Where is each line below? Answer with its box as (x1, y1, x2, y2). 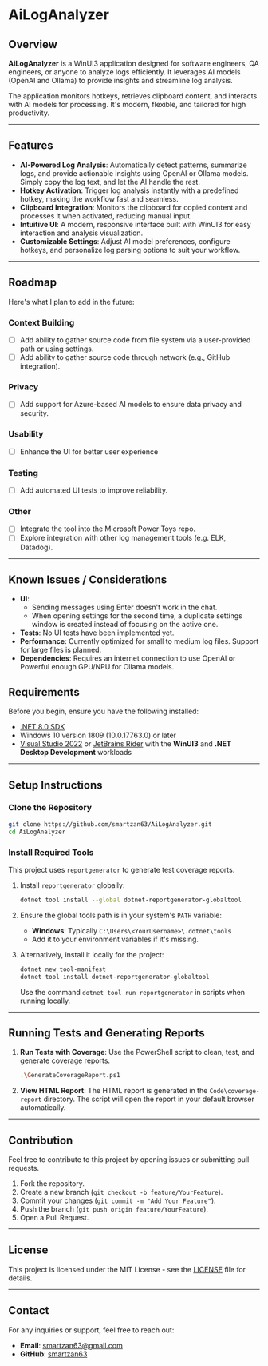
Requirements (8, 685, 80, 699)
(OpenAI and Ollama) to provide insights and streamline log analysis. (8, 76, 233, 85)
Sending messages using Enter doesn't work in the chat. (31, 602, 218, 613)
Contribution (8, 1133, 73, 1147)
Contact (8, 1304, 49, 1317)
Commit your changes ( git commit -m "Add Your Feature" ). (19, 1196, 217, 1205)
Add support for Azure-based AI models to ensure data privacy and (19, 400, 242, 409)
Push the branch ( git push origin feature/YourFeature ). (19, 1204, 209, 1214)
